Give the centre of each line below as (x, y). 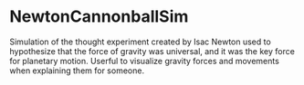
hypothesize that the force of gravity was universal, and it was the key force (152, 51)
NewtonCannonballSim (99, 17)
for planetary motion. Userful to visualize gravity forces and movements (145, 61)
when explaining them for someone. (77, 71)
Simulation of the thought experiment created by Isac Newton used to (140, 42)
